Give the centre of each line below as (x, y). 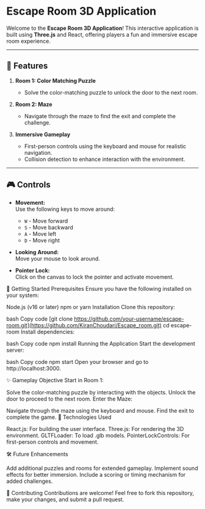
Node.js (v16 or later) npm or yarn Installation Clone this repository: (91, 307)
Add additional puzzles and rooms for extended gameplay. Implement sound (102, 468)
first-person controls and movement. (52, 442)
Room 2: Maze (34, 104)
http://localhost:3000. (34, 368)
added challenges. (30, 481)
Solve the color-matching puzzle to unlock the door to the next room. (111, 92)
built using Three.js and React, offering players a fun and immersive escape (102, 34)
